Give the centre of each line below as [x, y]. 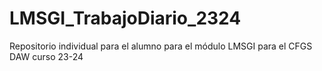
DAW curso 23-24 [46, 56]
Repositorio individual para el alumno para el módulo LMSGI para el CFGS [161, 46]
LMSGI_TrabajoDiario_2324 [125, 18]
